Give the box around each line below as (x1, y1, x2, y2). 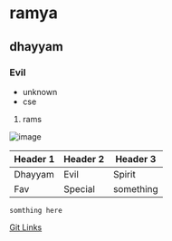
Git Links (9, 221, 43, 233)
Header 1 (14, 152, 55, 165)
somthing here (9, 206, 63, 215)
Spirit (112, 168, 136, 180)
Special (62, 182, 95, 195)
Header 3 (115, 152, 157, 165)
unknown (22, 86, 58, 97)
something (112, 182, 158, 195)
